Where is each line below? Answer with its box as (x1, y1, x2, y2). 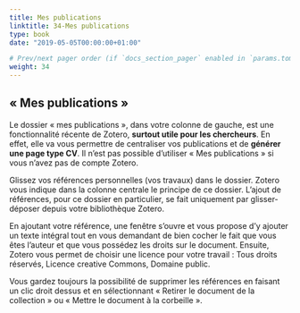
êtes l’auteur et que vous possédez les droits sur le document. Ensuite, (9, 239, 270, 250)
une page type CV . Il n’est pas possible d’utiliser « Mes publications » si (9, 148, 274, 158)
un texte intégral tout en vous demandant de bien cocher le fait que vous (9, 230, 277, 241)
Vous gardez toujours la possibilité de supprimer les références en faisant (9, 275, 280, 286)
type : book (9, 30, 50, 38)
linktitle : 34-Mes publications (9, 21, 129, 30)
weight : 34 (9, 63, 50, 72)
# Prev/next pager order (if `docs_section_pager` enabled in (9, 55, 246, 63)
